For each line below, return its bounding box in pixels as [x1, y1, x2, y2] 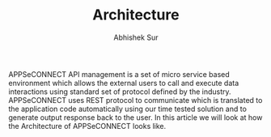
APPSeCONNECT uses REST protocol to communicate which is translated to [8, 95, 263, 105]
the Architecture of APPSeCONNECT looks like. [8, 121, 167, 131]
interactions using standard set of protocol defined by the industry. [8, 87, 232, 96]
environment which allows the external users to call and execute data [8, 78, 239, 88]
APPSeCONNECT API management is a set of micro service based [8, 69, 231, 79]
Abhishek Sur [113, 32, 159, 42]
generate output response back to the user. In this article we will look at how [8, 112, 263, 122]
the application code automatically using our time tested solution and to [8, 104, 247, 113]
